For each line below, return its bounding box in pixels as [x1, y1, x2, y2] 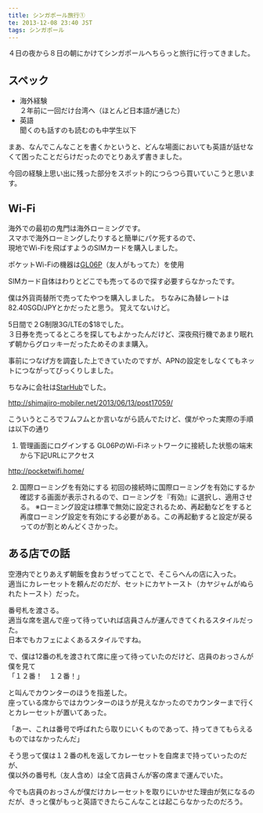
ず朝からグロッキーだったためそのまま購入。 [8, 339, 153, 348]
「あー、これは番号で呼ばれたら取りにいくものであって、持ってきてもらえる [8, 724, 254, 734]
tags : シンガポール [8, 26, 65, 34]
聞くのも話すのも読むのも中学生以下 [19, 126, 137, 135]
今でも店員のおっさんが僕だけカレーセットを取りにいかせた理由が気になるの [8, 786, 255, 797]
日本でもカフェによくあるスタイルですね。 [8, 635, 146, 644]
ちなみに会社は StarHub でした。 [8, 382, 111, 392]
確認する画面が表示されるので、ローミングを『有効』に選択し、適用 [19, 492, 240, 501]
